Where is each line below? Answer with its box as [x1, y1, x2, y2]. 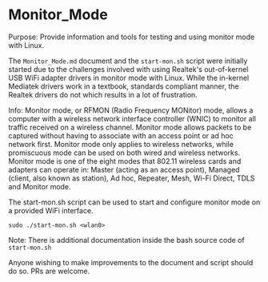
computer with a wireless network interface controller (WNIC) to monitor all [8, 113, 256, 123]
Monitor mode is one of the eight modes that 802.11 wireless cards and [8, 156, 242, 165]
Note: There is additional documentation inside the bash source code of [8, 235, 246, 244]
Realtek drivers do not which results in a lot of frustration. [8, 89, 198, 99]
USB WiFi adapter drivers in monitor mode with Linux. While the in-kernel [8, 73, 250, 82]
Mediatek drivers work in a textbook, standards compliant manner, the [8, 81, 239, 91]
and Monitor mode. [8, 181, 71, 191]
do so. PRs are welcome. [8, 266, 90, 276]
